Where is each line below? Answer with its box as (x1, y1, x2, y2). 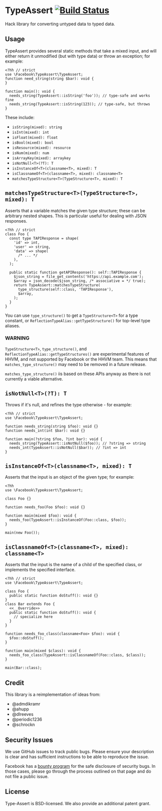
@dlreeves (12, 711, 34, 717)
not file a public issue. (5, 773, 49, 779)
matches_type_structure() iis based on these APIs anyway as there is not (5, 371, 151, 377)
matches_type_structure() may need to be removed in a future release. (5, 361, 147, 367)
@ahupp (12, 706, 29, 712)
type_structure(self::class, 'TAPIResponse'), (17, 287, 114, 292)
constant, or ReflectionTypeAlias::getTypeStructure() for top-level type (5, 317, 151, 323)
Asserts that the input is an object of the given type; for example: (5, 474, 134, 480)
